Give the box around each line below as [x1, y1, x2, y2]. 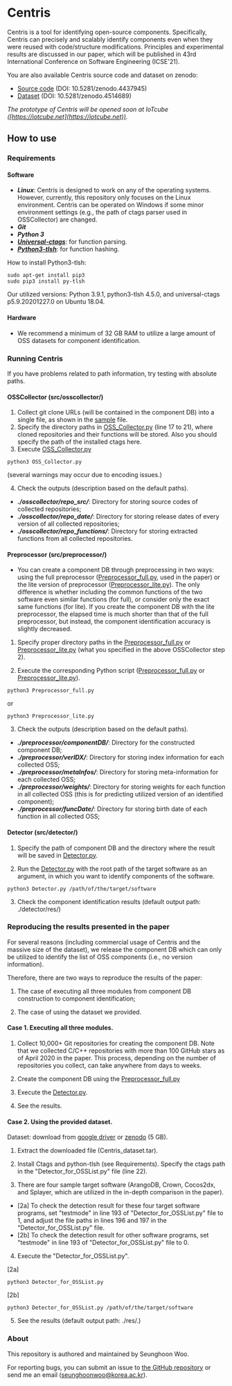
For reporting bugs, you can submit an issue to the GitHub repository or [7, 1363, 211, 1371]
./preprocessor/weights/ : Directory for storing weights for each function [17, 783, 226, 791]
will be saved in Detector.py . [17, 851, 98, 859]
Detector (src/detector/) [7, 828, 78, 836]
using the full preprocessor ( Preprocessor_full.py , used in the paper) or [17, 573, 220, 581]
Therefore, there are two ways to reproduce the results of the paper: [7, 974, 203, 982]
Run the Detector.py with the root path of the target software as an [17, 865, 208, 873]
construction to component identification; [17, 994, 136, 1003]
